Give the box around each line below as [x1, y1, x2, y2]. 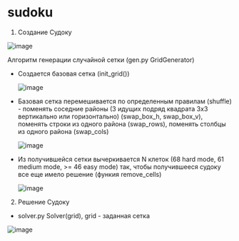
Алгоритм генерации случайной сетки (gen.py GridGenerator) [7, 55, 195, 64]
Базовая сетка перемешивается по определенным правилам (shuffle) [17, 97, 232, 106]
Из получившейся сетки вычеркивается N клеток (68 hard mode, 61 [17, 155, 225, 163]
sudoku [7, 4, 54, 21]
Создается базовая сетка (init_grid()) [17, 69, 130, 78]
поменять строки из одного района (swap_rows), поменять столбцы [17, 119, 226, 128]
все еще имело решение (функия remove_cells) [17, 170, 162, 178]
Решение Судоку [17, 198, 70, 206]
